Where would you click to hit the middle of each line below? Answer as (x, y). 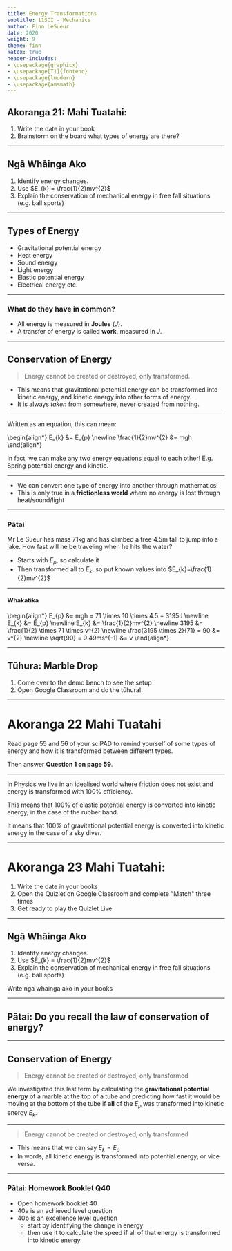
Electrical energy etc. (47, 285)
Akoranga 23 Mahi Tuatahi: (86, 867)
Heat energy (35, 255)
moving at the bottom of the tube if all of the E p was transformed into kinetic (116, 1105)
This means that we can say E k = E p (68, 1148)
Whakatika (23, 600)
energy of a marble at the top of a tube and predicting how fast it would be (114, 1096)
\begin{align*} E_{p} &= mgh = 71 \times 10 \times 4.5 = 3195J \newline (108, 615)
